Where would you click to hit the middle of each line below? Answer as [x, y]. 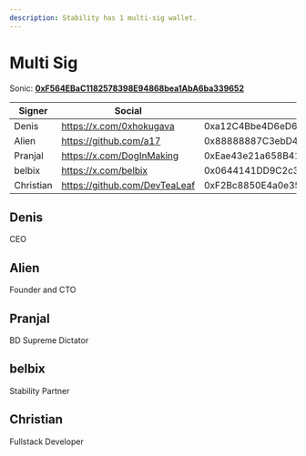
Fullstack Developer [46, 441]
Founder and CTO [43, 290]
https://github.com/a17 [111, 140]
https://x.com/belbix [105, 170]
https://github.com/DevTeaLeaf [128, 185]
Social [128, 110]
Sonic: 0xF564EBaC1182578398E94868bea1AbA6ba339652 [127, 88]
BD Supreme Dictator [49, 340]
